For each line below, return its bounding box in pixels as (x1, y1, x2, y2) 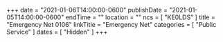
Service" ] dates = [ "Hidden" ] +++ (6, 28, 108, 36)
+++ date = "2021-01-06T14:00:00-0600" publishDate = (6, 6, 168, 14)
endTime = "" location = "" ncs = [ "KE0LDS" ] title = (65, 13, 215, 21)
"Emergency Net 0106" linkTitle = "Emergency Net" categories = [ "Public (6, 21, 217, 28)
